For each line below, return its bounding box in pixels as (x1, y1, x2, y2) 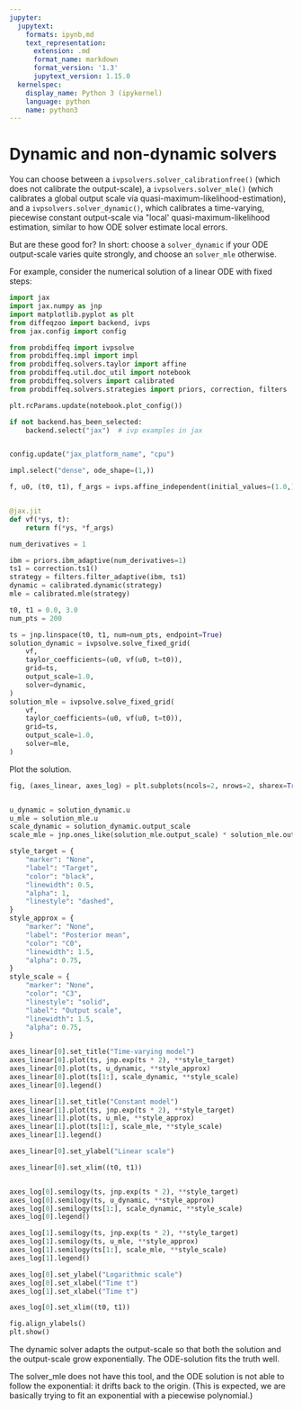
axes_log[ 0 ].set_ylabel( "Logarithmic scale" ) (9, 1269, 182, 1279)
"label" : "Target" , (25, 863, 99, 872)
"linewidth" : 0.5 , (25, 880, 94, 889)
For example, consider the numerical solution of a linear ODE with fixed (9, 267, 272, 277)
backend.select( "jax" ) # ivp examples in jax (25, 425, 203, 435)
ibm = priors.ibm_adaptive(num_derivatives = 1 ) (9, 556, 187, 565)
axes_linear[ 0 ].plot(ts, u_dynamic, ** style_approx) (9, 1064, 211, 1073)
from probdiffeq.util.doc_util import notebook (9, 368, 191, 378)
